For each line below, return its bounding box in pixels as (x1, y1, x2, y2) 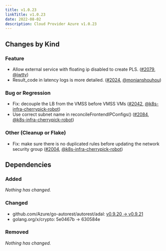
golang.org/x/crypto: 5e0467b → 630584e (12, 216, 101, 222)
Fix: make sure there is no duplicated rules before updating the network (12, 141, 160, 147)
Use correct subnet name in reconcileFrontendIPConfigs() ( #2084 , (12, 111, 150, 118)
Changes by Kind (5, 40, 60, 48)
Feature (5, 55, 24, 62)
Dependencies (5, 160, 51, 169)
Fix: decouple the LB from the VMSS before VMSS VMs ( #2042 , (12, 101, 144, 107)
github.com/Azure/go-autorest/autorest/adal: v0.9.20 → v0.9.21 (12, 211, 144, 217)
